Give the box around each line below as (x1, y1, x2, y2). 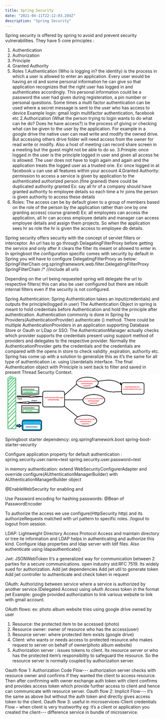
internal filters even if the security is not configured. (5, 287, 110, 292)
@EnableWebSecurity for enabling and (5, 486, 83, 492)
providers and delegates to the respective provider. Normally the (5, 338, 136, 344)
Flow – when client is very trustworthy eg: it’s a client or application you (5, 704, 150, 710)
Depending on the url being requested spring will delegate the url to (5, 276, 142, 282)
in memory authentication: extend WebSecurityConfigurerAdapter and (5, 466, 147, 472)
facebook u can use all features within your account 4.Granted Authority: (12, 168, 160, 174)
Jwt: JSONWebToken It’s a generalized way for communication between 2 (5, 555, 155, 562)
